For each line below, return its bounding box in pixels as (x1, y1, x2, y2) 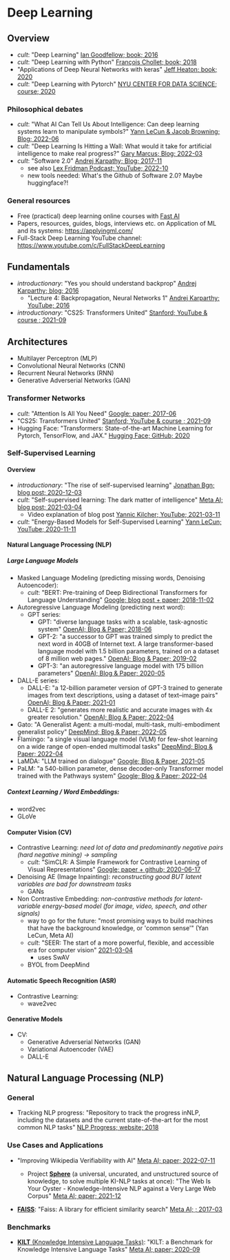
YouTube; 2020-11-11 (17, 524, 76, 533)
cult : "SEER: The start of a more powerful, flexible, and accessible (27, 938, 215, 947)
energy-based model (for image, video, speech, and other (42, 902, 207, 910)
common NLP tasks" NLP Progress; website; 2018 (17, 1123, 159, 1132)
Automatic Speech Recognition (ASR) (7, 976, 117, 985)
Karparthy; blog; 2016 (17, 286, 79, 295)
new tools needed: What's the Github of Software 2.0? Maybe (27, 171, 203, 180)
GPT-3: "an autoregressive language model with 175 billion (37, 662, 204, 670)
